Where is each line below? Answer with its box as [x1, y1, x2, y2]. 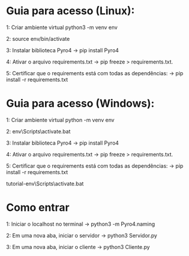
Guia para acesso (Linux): [6, 4, 135, 18]
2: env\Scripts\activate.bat [6, 127, 71, 135]
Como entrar [6, 201, 70, 215]
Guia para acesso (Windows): [6, 97, 155, 110]
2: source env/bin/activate [6, 35, 70, 42]
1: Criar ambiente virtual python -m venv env [6, 116, 114, 123]
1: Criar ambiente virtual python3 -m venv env [6, 24, 118, 31]
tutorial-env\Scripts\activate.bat [6, 180, 84, 187]
